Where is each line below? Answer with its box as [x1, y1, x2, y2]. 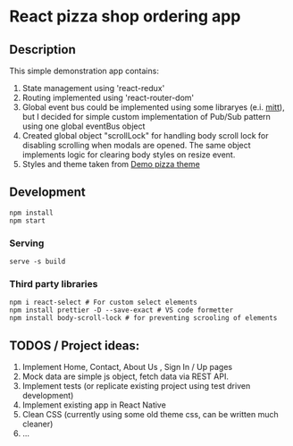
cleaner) [21, 418, 54, 430]
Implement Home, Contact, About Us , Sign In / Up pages [21, 362, 233, 373]
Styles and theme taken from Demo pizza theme [21, 159, 201, 169]
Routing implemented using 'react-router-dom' [21, 92, 195, 103]
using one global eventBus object [21, 121, 146, 131]
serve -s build [9, 257, 66, 266]
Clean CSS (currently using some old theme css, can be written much [21, 409, 279, 420]
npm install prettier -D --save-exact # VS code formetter [9, 306, 234, 315]
